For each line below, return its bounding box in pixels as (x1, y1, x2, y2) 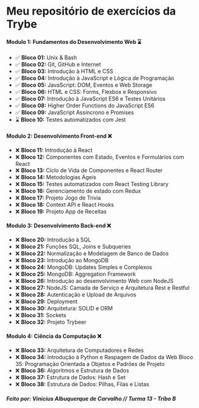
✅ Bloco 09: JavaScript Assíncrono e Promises (15, 109, 134, 116)
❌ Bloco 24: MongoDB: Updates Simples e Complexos (15, 263, 153, 271)
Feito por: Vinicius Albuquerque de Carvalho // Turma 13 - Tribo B (6, 395, 176, 402)
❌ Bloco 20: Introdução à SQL (15, 236, 92, 243)
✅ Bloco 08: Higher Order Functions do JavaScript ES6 (15, 102, 154, 109)
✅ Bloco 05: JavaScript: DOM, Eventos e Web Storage (15, 81, 153, 89)
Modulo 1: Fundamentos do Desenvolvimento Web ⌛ (6, 38, 142, 45)
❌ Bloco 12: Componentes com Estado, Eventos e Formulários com (15, 153, 184, 160)
